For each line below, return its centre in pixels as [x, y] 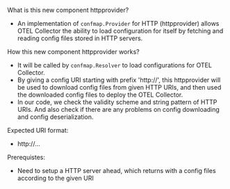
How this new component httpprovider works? [74, 52]
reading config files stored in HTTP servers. [80, 38]
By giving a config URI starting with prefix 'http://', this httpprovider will [119, 80]
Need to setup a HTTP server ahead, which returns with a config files [117, 171]
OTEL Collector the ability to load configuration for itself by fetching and [120, 31]
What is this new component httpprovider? [68, 10]
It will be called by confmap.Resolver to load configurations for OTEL [114, 65]
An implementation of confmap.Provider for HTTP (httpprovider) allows [118, 23]
